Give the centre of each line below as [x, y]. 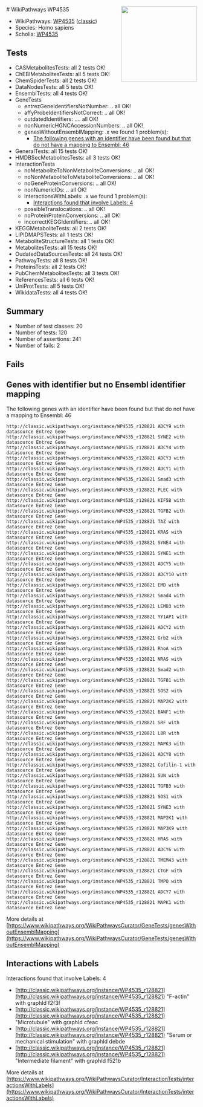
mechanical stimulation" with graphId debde [70, 1041]
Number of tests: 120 [41, 333]
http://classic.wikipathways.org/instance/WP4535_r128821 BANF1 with [96, 712]
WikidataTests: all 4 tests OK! [51, 292]
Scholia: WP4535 [37, 34]
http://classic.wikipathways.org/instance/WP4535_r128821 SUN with [93, 775]
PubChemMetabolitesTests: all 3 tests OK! [67, 273]
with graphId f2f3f [38, 1002]
